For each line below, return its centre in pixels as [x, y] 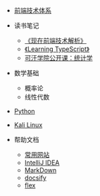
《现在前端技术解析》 [55, 40]
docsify [36, 178]
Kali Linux [28, 125]
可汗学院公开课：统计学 [58, 58]
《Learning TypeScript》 [57, 49]
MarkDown [40, 170]
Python [24, 111]
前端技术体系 [32, 10]
